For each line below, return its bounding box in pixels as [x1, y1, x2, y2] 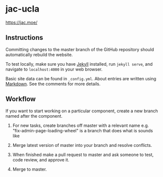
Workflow [5, 95, 36, 103]
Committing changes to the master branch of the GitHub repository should [5, 46, 154, 52]
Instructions [5, 34, 43, 42]
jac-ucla [5, 3, 40, 15]
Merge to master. [12, 166, 47, 172]
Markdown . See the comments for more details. [5, 81, 101, 87]
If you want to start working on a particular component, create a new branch [5, 108, 158, 114]
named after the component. [5, 113, 63, 119]
